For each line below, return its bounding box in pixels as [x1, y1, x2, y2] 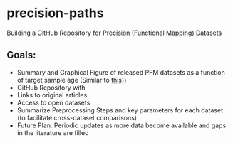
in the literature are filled [16, 128, 89, 137]
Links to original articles [16, 90, 88, 99]
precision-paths [6, 5, 104, 21]
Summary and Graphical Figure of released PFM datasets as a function [16, 68, 225, 76]
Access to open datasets [16, 98, 90, 107]
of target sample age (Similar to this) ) [16, 75, 127, 84]
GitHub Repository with [16, 83, 86, 92]
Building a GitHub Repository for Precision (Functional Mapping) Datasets [6, 28, 222, 37]
